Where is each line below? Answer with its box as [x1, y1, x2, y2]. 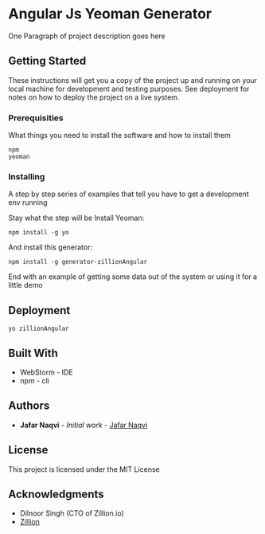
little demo [8, 281, 43, 290]
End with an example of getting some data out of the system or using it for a [8, 272, 257, 281]
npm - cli [19, 375, 49, 385]
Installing [8, 171, 45, 182]
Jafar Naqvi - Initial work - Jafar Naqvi [19, 420, 148, 430]
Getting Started [8, 54, 87, 68]
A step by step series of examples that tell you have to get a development [8, 189, 249, 199]
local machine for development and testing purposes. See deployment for [8, 84, 250, 93]
